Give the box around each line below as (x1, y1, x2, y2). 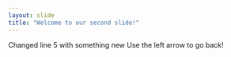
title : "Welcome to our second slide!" (8, 19, 140, 27)
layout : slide (8, 11, 55, 20)
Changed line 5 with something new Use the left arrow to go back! (8, 40, 224, 49)
